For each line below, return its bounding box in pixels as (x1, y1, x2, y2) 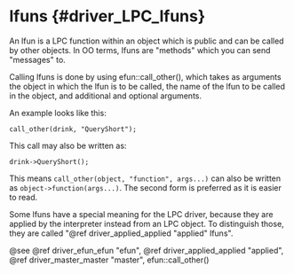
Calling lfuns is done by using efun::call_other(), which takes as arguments (9, 71, 282, 82)
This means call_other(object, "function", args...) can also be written (9, 173, 282, 184)
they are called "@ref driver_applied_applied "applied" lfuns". (9, 228, 234, 239)
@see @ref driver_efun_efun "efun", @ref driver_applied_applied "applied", (9, 245, 284, 255)
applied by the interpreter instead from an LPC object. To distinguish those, (9, 218, 284, 229)
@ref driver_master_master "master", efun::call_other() (9, 254, 210, 265)
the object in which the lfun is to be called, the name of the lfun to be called (9, 81, 286, 91)
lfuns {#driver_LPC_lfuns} (9, 6, 206, 27)
